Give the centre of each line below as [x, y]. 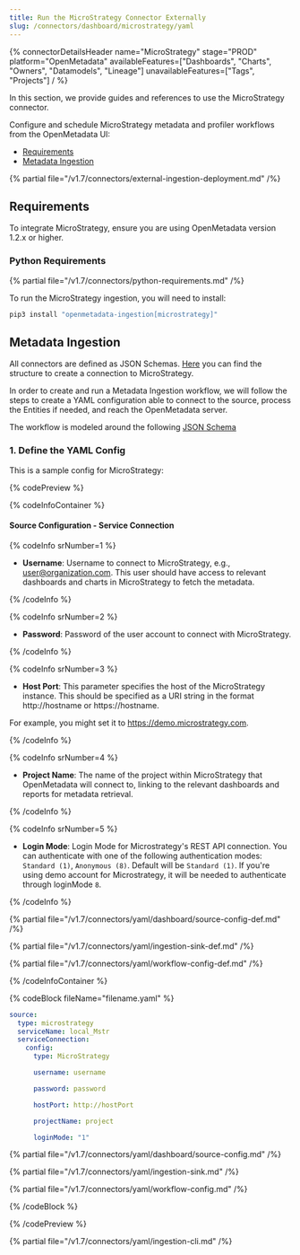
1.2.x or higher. [37, 238]
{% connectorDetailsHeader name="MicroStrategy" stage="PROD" [133, 51]
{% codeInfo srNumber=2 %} [64, 617]
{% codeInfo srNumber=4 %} [64, 757]
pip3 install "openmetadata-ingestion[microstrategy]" [114, 314]
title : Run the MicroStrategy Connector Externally [107, 18]
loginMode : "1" [61, 1137]
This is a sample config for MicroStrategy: [86, 470]
